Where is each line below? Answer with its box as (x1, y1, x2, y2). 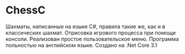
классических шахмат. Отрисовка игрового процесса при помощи (5, 29, 176, 36)
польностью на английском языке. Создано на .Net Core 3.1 (5, 42, 158, 49)
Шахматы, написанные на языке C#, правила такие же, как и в (5, 23, 165, 30)
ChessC (5, 4, 46, 17)
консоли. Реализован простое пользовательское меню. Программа (5, 35, 179, 42)
